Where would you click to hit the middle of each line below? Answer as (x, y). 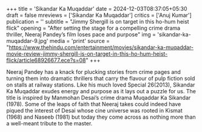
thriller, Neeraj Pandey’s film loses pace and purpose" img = (81, 35)
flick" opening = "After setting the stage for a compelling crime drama (93, 28)
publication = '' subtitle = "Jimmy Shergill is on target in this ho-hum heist (98, 21)
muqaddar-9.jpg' (27, 41)
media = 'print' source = (80, 41)
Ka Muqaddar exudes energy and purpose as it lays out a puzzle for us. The (101, 91)
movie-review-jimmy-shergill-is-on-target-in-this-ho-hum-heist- (87, 54)
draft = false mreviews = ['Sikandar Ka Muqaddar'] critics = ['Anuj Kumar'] (99, 15)
